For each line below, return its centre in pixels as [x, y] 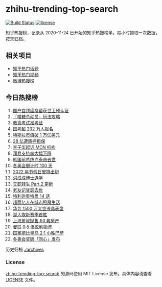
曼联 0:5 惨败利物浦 [32, 227]
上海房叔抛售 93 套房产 [36, 220]
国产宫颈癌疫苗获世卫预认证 [41, 110]
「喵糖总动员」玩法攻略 [36, 117]
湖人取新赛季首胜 [30, 215]
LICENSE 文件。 [22, 280]
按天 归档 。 [16, 39]
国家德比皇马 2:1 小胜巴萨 [38, 233]
